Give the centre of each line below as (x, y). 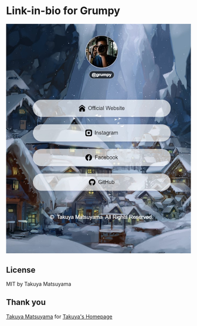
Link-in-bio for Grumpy (63, 11)
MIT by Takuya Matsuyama (39, 284)
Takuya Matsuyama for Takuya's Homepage (59, 316)
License (21, 270)
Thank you (26, 302)
